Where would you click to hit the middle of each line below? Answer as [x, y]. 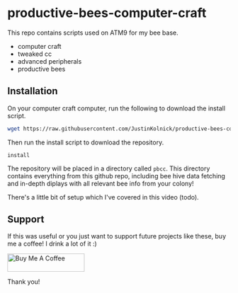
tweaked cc [34, 54]
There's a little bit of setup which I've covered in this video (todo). [103, 197]
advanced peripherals [50, 61]
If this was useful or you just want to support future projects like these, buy [117, 236]
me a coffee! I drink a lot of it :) [52, 244]
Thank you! [24, 282]
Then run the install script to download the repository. [86, 142]
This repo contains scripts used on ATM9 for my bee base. [93, 33]
